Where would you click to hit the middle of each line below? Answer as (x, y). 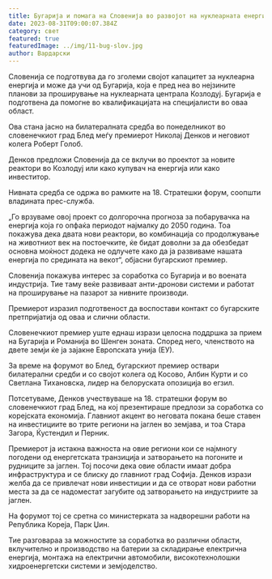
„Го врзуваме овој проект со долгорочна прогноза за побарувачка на (129, 217)
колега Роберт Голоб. (46, 144)
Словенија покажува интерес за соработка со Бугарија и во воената (127, 275)
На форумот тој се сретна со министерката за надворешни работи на (130, 516)
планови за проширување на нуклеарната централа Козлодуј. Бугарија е (135, 94)
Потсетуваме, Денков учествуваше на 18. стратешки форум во (118, 398)
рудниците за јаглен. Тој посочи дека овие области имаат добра (120, 466)
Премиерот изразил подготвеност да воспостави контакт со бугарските (134, 308)
